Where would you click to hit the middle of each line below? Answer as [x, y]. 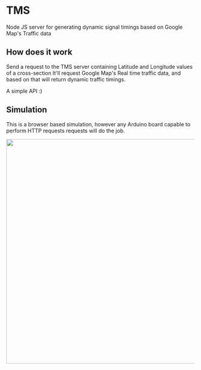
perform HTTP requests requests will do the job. [66, 131]
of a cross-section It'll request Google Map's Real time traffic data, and [94, 73]
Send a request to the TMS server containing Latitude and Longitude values [100, 66]
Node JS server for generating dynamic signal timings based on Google [95, 27]
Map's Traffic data [29, 33]
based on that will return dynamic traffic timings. [66, 79]
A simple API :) [25, 91]
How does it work [39, 52]
